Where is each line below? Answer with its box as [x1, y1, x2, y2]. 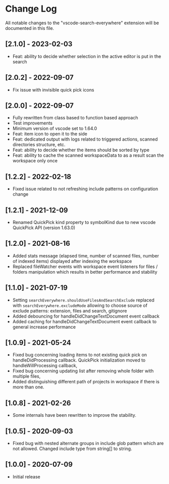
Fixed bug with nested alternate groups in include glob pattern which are [12, 441, 164, 447]
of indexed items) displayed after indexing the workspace [12, 258, 132, 264]
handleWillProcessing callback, [12, 363, 78, 369]
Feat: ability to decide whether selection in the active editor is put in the [12, 53, 161, 59]
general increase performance [12, 324, 76, 330]
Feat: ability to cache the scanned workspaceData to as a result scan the [12, 152, 164, 158]
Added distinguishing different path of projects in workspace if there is [12, 379, 160, 385]
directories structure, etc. [12, 142, 66, 148]
